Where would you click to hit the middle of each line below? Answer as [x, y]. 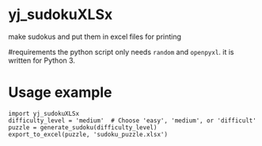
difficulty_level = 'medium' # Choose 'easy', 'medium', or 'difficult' [133, 121]
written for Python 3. [42, 60]
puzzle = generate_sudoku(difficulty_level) [83, 127]
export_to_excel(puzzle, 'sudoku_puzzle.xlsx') [88, 134]
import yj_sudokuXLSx [44, 113]
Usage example [60, 92]
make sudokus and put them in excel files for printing [95, 36]
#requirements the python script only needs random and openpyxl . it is [121, 52]
